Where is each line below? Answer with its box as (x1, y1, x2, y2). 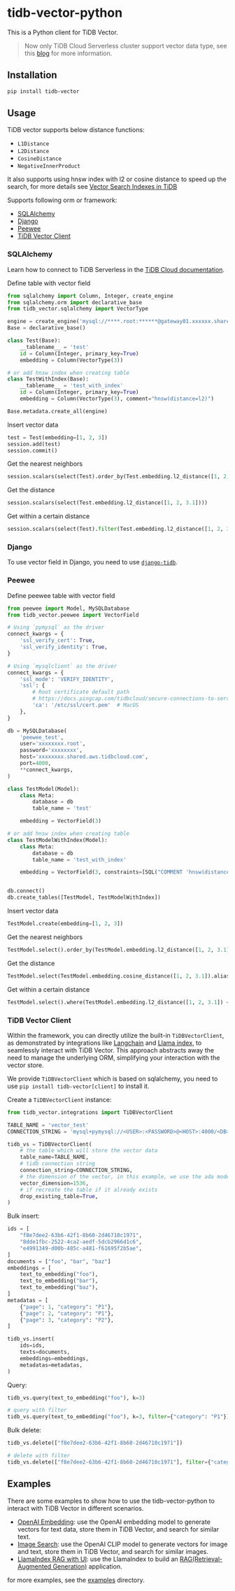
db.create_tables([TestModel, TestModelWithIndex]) (7, 894, 161, 901)
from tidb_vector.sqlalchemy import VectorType (7, 306, 149, 313)
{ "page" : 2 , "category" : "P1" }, (20, 1310, 114, 1317)
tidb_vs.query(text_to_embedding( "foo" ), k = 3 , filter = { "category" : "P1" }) (7, 1413, 230, 1420)
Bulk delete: (7, 1426, 42, 1434)
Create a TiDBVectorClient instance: (7, 1095, 112, 1104)
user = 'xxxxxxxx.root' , (20, 740, 86, 748)
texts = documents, (20, 1348, 71, 1355)
